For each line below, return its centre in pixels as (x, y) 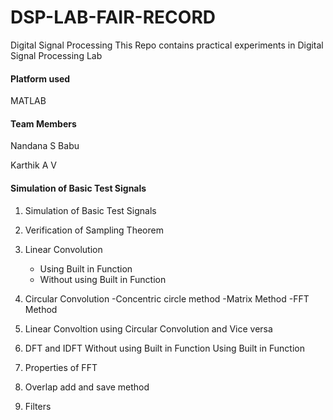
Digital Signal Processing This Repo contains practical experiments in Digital (167, 45)
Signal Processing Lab (56, 55)
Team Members (43, 123)
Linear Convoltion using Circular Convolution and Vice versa (148, 328)
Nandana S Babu (45, 146)
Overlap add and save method (87, 387)
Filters (38, 406)
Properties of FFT (61, 367)
